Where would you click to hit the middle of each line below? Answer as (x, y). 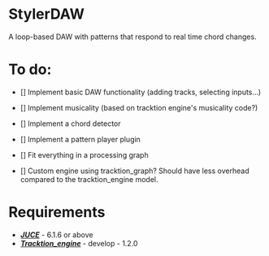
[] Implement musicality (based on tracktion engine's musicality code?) (139, 107)
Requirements (57, 213)
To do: (30, 69)
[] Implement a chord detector (70, 124)
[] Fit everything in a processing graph (84, 154)
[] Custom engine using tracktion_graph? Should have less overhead (134, 171)
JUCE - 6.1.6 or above (56, 234)
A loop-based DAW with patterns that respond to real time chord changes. (133, 37)
